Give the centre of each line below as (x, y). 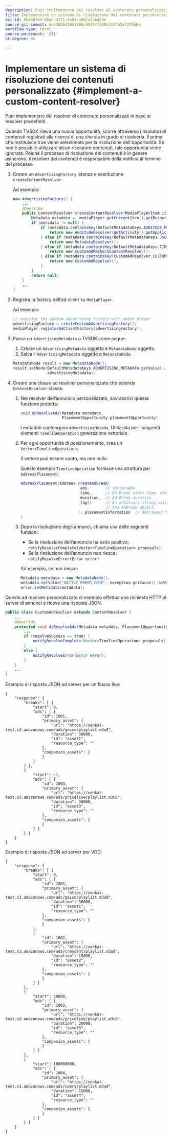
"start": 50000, (50, 996)
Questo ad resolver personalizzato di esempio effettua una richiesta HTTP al (86, 597)
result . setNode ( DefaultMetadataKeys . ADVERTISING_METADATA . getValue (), (90, 368)
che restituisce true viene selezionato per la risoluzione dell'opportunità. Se (85, 142)
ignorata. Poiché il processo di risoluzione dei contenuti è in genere (76, 153)
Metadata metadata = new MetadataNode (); (65, 578)
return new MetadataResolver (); (84, 242)
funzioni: (30, 532)
